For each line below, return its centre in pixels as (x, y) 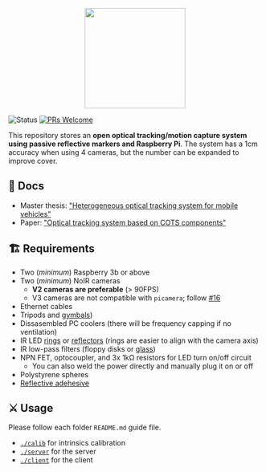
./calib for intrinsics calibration (73, 443)
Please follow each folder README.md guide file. (85, 427)
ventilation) (39, 332)
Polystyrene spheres (54, 374)
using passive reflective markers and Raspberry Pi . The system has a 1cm (133, 144)
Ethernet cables (46, 306)
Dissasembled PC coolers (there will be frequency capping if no (125, 323)
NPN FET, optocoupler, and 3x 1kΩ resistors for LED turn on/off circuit (135, 357)
